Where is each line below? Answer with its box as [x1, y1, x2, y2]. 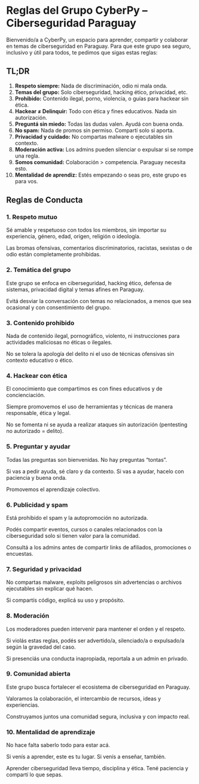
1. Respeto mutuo [6, 213, 58, 222]
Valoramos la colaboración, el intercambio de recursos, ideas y [6, 695, 161, 702]
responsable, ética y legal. [6, 410, 71, 417]
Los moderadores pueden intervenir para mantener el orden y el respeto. [6, 625, 186, 632]
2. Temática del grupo [6, 266, 71, 274]
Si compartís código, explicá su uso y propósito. [6, 597, 125, 604]
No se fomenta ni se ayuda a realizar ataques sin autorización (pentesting [6, 421, 188, 428]
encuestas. [6, 550, 34, 557]
